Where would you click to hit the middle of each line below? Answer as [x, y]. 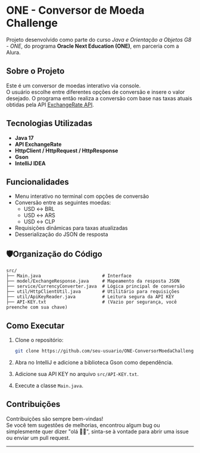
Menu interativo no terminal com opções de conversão [82, 196]
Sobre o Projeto [35, 71]
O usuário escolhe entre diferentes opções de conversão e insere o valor [96, 92]
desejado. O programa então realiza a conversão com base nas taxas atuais [99, 98]
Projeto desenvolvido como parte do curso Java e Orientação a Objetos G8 [99, 39]
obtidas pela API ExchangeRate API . [50, 105]
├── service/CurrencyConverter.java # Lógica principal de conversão [96, 287]
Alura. [13, 52]
